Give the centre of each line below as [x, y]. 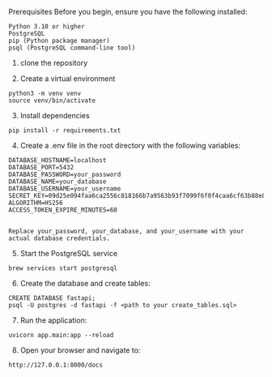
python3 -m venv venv [45, 93]
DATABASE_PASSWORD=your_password [65, 174]
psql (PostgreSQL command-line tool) [72, 48]
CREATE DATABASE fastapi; [52, 298]
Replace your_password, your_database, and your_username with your [126, 231]
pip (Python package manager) [59, 41]
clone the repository [54, 63]
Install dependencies [55, 116]
